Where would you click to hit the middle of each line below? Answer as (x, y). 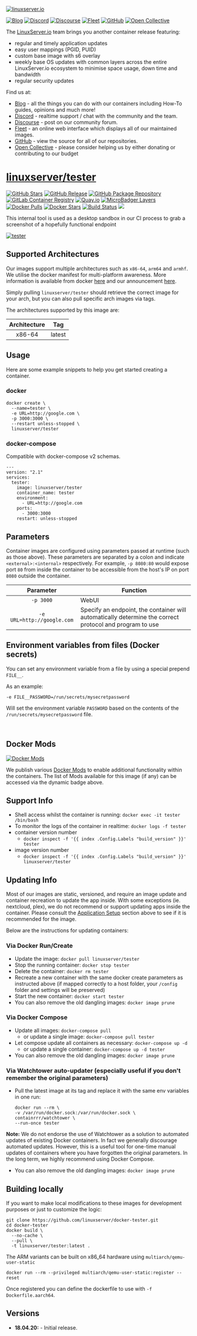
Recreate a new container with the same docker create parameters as (99, 977)
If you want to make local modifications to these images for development (94, 1203)
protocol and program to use (120, 624)
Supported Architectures (53, 254)
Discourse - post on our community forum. (66, 122)
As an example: (25, 686)
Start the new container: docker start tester (69, 996)
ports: (25, 509)
